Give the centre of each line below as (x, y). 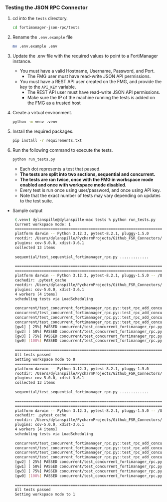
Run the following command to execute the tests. (63, 150)
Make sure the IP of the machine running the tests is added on (91, 98)
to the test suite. (36, 201)
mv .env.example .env (35, 47)
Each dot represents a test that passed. (60, 169)
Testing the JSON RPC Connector (47, 8)
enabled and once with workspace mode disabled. (73, 185)
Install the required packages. (43, 131)
